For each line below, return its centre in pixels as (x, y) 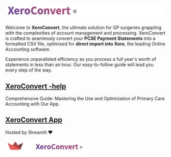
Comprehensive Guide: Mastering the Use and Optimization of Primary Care (85, 98)
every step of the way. (29, 70)
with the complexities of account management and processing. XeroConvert (86, 33)
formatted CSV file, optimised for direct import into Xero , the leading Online (85, 44)
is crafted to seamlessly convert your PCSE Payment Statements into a (80, 38)
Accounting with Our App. (33, 104)
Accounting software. (28, 49)
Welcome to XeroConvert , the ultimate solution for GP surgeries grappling (83, 28)
